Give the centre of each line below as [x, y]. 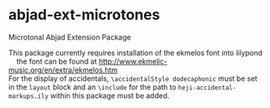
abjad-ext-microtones [84, 15]
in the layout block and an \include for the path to [92, 87]
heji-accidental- [207, 87]
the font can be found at [56, 61]
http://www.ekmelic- [133, 61]
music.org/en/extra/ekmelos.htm [63, 69]
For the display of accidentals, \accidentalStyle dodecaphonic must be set [133, 78]
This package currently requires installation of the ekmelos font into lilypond [135, 52]
